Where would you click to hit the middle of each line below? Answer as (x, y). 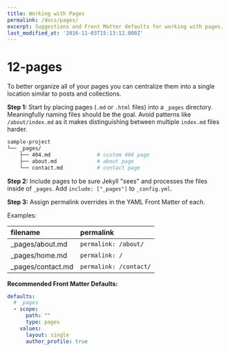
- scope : (26, 309)
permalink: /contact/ (116, 266)
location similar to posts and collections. (65, 94)
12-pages (35, 67)
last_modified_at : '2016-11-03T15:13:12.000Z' (75, 33)
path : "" (38, 316)
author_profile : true (57, 341)
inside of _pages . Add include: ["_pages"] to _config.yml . (90, 188)
